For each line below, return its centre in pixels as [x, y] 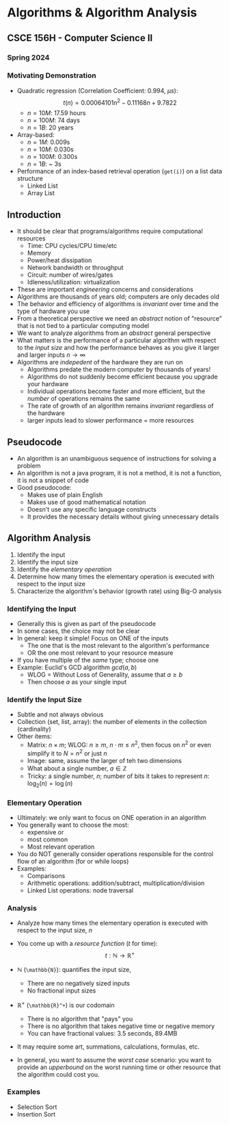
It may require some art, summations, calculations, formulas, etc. [108, 1047]
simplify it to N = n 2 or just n [67, 753]
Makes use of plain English [65, 495]
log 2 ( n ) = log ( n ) [50, 784]
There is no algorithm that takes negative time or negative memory [121, 1026]
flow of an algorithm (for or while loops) [73, 861]
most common [48, 839]
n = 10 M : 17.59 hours [56, 113]
